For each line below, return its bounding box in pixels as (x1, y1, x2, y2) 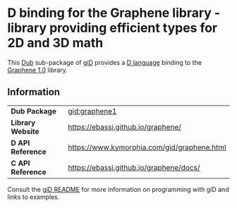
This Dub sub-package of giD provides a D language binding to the (7, 58, 202, 66)
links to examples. (7, 192, 60, 201)
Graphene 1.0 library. (7, 66, 68, 74)
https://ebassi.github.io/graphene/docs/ (68, 162, 200, 172)
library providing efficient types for (7, 20, 217, 36)
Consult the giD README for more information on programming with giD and (7, 185, 229, 193)
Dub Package (11, 106, 56, 116)
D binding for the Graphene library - (7, 5, 221, 21)
